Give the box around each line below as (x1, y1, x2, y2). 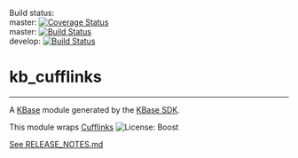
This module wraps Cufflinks (9, 122, 114, 132)
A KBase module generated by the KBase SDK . (9, 104, 180, 115)
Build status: (9, 8, 55, 18)
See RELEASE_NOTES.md (9, 138, 104, 149)
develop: (9, 36, 42, 46)
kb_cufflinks (9, 67, 102, 87)
